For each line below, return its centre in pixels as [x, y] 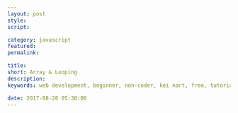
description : [27, 78]
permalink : [23, 53]
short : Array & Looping [42, 72]
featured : [22, 47]
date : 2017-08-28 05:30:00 [47, 98]
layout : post [27, 14]
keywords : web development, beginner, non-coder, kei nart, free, [107, 85]
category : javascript [39, 40]
